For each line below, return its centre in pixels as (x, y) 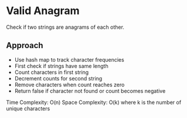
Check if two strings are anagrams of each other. (65, 27)
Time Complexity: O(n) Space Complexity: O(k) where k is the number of (94, 102)
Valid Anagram (43, 11)
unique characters (28, 108)
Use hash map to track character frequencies (69, 59)
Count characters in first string (52, 72)
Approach (25, 45)
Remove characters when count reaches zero (69, 85)
